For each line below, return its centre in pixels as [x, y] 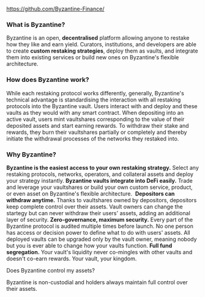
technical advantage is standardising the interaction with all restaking [94, 100]
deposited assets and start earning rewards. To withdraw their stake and [98, 125]
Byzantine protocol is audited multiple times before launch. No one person [100, 226]
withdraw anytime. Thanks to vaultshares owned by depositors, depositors [102, 200]
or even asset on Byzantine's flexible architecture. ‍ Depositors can [91, 193]
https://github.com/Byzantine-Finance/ [55, 9]
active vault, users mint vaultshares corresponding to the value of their [95, 119]
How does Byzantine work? [48, 80]
